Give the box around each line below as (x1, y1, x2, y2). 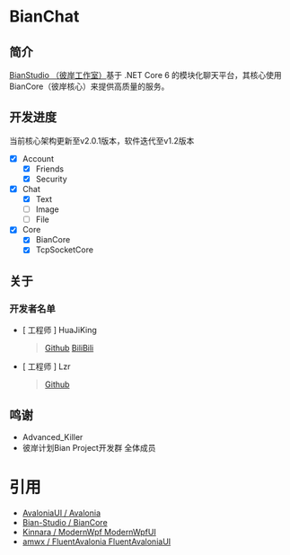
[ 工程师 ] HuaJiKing (22, 325, 97, 336)
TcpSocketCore (35, 244, 94, 255)
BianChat (9, 6, 80, 27)
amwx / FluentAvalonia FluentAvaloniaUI (22, 536, 171, 547)
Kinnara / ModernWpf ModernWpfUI (22, 526, 157, 537)
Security (35, 173, 67, 184)
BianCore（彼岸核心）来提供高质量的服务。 (9, 81, 170, 92)
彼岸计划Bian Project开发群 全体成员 (22, 442, 156, 453)
